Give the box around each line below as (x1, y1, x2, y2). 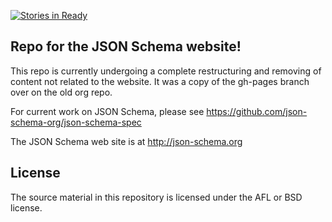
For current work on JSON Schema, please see (10, 105, 205, 117)
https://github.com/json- (206, 105, 308, 117)
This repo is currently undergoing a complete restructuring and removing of (10, 65, 322, 77)
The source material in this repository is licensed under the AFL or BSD (10, 191, 303, 203)
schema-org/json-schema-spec (10, 116, 142, 128)
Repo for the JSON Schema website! (10, 38, 242, 55)
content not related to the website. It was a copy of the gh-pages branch (10, 75, 310, 87)
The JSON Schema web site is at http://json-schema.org (10, 135, 243, 147)
